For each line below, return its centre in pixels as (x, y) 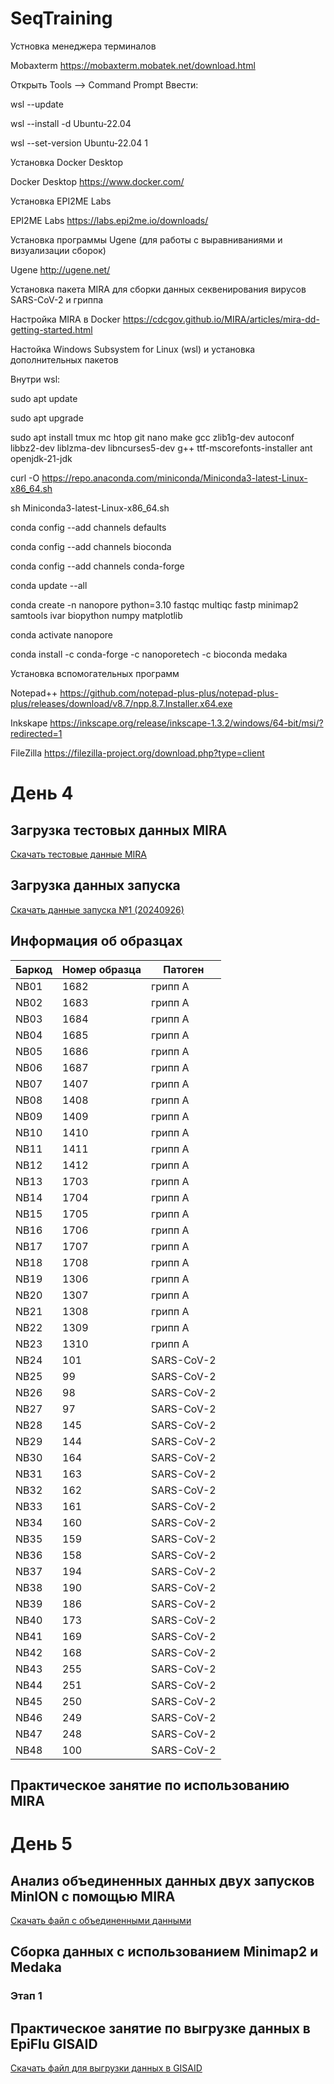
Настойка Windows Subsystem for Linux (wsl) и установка (133, 349)
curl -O (25, 478)
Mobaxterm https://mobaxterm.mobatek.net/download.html (133, 65)
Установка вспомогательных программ (95, 673)
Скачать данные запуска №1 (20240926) (97, 909)
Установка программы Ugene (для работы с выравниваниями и (146, 239)
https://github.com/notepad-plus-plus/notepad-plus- (169, 693)
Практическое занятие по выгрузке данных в (160, 2028)
